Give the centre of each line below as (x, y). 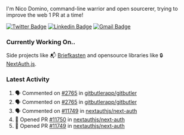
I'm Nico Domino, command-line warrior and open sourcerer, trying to (92, 9)
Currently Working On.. (41, 42)
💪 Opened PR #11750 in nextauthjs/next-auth (70, 119)
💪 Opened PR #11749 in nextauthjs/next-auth (70, 125)
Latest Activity (28, 79)
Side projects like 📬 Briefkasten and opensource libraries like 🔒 (85, 56)
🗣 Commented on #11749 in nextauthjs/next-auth (76, 111)
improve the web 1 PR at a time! (45, 15)
